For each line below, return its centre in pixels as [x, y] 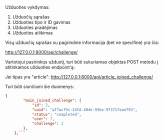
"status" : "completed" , [56, 114]
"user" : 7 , [43, 119]
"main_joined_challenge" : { [52, 100]
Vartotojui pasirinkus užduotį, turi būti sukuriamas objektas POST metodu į [82, 62]
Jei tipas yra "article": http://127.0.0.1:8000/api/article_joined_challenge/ [79, 77]
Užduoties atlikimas [33, 33]
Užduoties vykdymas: [27, 7]
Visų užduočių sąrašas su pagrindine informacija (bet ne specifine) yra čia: [82, 42]
